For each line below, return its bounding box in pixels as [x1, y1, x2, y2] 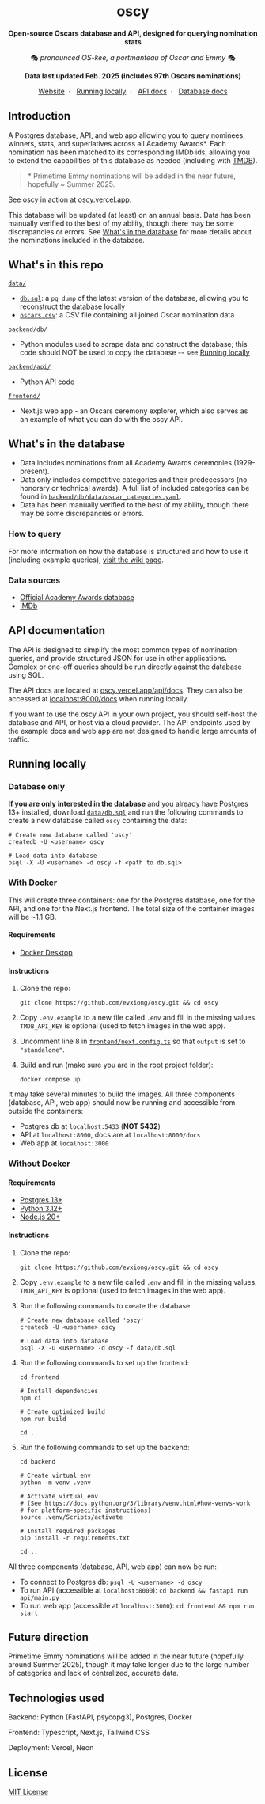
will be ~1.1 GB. [8, 912, 57, 921]
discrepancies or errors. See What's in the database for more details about [8, 226, 252, 236]
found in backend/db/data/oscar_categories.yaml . [19, 492, 182, 501]
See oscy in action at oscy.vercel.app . [8, 195, 132, 204]
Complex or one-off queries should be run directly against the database [8, 662, 243, 671]
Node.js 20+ [19, 1212, 61, 1221]
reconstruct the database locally [19, 302, 126, 311]
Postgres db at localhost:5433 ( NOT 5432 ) [19, 1122, 161, 1131]
